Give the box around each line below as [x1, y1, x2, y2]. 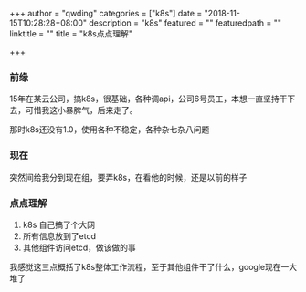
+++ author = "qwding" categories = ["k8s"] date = [9, 8, 203, 18]
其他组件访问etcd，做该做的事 [22, 242, 136, 253]
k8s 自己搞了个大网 [22, 219, 96, 230]
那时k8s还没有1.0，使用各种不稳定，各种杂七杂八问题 [9, 124, 210, 135]
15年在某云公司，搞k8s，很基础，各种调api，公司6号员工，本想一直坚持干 [9, 93, 288, 104]
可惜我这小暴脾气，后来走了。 [25, 105, 138, 116]
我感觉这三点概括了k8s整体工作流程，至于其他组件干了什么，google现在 [9, 261, 281, 272]
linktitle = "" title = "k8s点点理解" [9, 28, 132, 39]
